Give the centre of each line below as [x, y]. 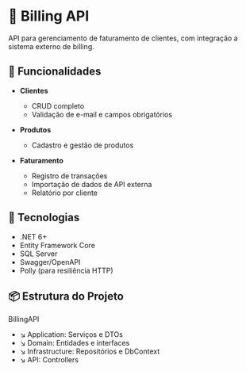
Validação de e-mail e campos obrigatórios [102, 114]
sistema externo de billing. [51, 46]
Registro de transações [69, 176]
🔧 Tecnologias [44, 218]
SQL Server [38, 254]
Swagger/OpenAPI [50, 262]
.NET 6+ [33, 236]
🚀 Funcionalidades [55, 72]
